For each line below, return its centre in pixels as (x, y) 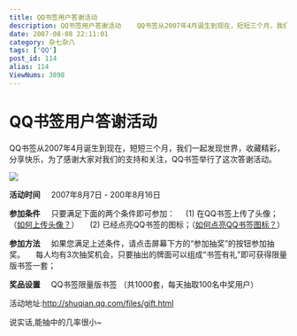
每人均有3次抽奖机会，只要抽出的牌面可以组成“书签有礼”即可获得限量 (161, 254)
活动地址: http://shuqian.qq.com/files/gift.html (91, 303)
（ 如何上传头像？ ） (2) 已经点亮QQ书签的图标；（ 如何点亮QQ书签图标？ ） (147, 224)
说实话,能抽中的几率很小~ (56, 322)
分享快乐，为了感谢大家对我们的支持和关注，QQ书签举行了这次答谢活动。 (143, 159)
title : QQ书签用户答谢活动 (53, 17)
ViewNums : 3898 (37, 75)
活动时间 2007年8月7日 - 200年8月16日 (85, 194)
